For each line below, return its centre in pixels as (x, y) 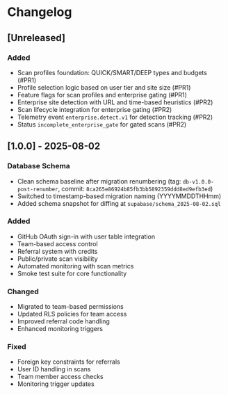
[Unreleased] (36, 38)
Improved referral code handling (63, 321)
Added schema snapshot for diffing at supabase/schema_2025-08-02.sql (119, 203)
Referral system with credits (57, 251)
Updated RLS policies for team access (72, 314)
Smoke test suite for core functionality (72, 273)
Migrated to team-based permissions (70, 307)
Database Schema (39, 166)
